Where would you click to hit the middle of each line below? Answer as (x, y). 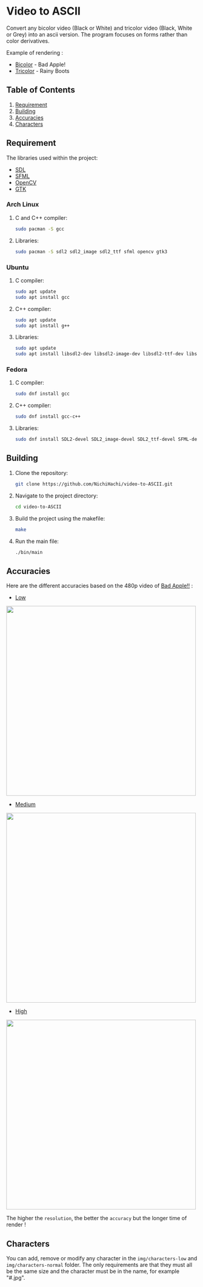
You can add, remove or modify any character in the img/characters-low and (102, 1258)
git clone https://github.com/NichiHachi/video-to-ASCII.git (94, 484)
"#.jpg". (16, 1278)
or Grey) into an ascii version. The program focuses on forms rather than (97, 34)
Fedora (17, 370)
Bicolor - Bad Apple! (40, 64)
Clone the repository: (42, 473)
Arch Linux (23, 205)
